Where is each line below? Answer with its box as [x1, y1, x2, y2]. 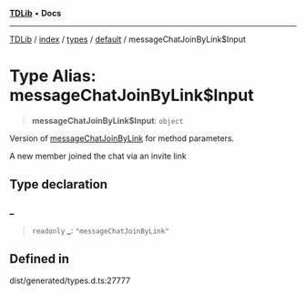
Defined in [9, 251, 70, 267]
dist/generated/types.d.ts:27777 [9, 275, 130, 286]
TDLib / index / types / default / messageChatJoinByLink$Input [9, 34, 246, 45]
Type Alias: [9, 66, 97, 86]
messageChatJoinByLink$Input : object [31, 115, 184, 126]
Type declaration [9, 177, 107, 192]
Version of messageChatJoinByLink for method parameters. [9, 132, 235, 144]
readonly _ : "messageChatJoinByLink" [31, 225, 170, 236]
